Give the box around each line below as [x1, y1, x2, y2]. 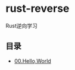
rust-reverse [5, 2, 70, 15]
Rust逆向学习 [5, 22, 38, 29]
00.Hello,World [14, 57, 51, 64]
